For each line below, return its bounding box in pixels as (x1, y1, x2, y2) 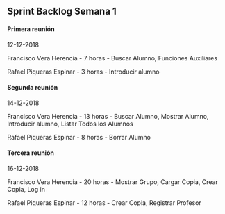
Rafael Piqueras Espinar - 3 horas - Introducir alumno (7, 67, 160, 76)
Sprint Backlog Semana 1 (7, 6, 117, 17)
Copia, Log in (7, 186, 45, 193)
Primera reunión (7, 24, 55, 33)
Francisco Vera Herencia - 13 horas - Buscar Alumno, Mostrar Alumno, (7, 112, 209, 120)
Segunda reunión (7, 83, 58, 92)
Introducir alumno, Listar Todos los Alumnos (7, 120, 133, 128)
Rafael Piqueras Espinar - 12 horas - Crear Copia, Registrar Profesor (7, 199, 201, 207)
